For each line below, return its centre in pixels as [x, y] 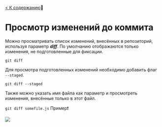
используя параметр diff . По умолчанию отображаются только [72, 46]
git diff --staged [24, 84]
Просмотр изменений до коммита [79, 28]
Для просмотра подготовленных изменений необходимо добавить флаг [81, 69]
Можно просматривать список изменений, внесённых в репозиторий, [79, 41]
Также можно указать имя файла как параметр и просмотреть [71, 93]
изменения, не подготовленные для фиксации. [54, 51]
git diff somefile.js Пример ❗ [37, 108]
